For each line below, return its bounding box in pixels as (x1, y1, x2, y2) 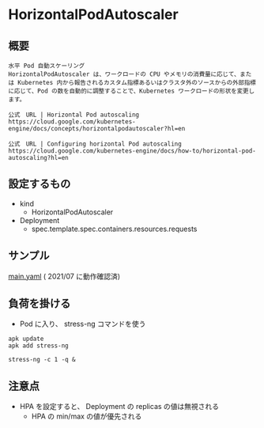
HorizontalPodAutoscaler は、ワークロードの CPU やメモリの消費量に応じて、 (8, 70, 240, 78)
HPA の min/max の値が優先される (31, 411, 142, 421)
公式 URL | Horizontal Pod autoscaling (8, 111, 140, 119)
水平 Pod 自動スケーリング (8, 62, 85, 70)
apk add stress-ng (8, 342, 69, 350)
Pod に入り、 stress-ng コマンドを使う (19, 319, 146, 329)
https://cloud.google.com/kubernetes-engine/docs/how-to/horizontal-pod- (8, 147, 257, 155)
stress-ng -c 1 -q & (8, 356, 77, 364)
